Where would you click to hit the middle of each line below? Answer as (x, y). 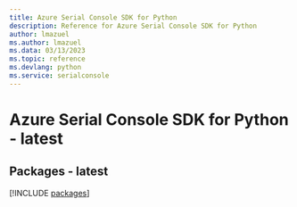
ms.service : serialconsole (59, 76)
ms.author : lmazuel (45, 42)
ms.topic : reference (48, 59)
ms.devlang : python (45, 68)
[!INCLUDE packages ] (49, 193)
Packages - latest (59, 172)
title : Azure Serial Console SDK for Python (93, 17)
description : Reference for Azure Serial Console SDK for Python (133, 26)
